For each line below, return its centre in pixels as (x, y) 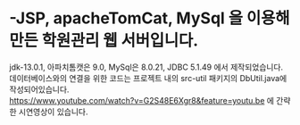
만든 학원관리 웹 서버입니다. (104, 41)
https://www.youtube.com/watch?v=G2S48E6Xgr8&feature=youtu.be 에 (142, 100)
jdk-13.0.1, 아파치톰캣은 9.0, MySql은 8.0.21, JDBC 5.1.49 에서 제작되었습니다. (146, 67)
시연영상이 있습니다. (53, 112)
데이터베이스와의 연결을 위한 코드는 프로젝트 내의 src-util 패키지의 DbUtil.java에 (148, 78)
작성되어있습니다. (39, 89)
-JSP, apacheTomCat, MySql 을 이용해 (150, 18)
